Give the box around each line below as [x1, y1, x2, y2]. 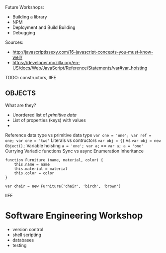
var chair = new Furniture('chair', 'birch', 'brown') [5, 184, 121, 189]
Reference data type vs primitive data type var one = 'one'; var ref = [5, 132, 152, 138]
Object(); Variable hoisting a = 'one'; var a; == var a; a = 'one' [5, 142, 144, 148]
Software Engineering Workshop [5, 210, 143, 221]
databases [12, 237, 34, 243]
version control [12, 226, 44, 232]
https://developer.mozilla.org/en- [12, 60, 81, 65]
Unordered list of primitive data [12, 112, 77, 118]
